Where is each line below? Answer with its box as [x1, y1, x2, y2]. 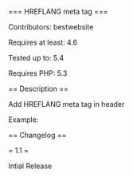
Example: [8, 115, 39, 124]
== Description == [8, 84, 69, 93]
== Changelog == [8, 131, 67, 140]
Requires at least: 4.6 [8, 37, 78, 47]
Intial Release [8, 161, 53, 171]
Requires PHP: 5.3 [8, 69, 68, 78]
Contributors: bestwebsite [8, 22, 94, 31]
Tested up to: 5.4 [8, 53, 65, 62]
